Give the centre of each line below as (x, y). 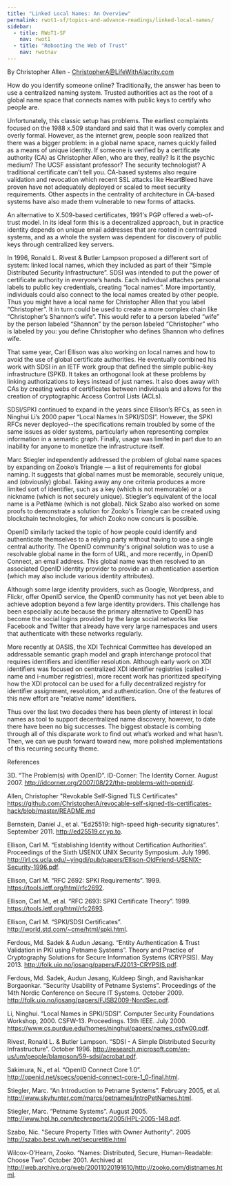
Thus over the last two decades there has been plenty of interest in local (110, 711)
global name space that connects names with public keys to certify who (109, 100)
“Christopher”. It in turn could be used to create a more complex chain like (112, 309)
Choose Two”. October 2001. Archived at (65, 1160)
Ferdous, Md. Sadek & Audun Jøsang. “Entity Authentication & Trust (103, 942)
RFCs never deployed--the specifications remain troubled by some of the (111, 424)
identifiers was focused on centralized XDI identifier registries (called (106, 669)
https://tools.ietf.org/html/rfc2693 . (56, 908)
